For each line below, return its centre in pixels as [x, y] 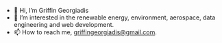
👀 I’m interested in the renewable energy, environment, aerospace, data [114, 17]
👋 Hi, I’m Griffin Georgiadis [51, 10]
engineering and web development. [64, 25]
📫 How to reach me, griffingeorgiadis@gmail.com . [85, 32]
